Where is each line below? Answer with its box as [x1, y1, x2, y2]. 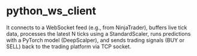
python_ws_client [6, 4, 96, 18]
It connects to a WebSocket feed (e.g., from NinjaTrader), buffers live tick [6, 24, 187, 31]
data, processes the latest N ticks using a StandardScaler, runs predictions [6, 30, 191, 37]
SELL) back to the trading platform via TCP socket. [6, 43, 132, 50]
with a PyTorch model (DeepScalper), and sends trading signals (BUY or [6, 36, 185, 43]
